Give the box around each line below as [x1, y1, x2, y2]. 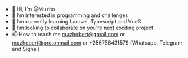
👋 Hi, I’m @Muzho [11, 6, 55, 12]
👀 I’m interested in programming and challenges [11, 12, 128, 19]
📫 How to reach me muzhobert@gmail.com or [11, 31, 126, 37]
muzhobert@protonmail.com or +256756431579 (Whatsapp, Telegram [11, 39, 183, 46]
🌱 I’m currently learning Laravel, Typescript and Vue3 [11, 18, 141, 25]
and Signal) [11, 46, 40, 52]
